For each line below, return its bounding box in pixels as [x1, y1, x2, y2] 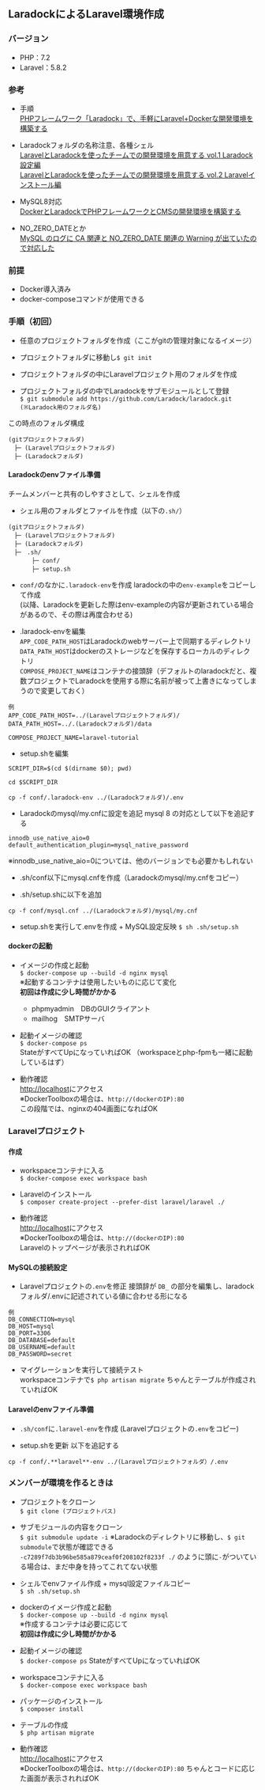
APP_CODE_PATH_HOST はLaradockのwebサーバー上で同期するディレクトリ [19, 636, 252, 646]
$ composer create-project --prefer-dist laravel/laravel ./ [19, 1198, 226, 1207]
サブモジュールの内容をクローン [19, 1522, 124, 1531]
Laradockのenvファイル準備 [8, 470, 101, 480]
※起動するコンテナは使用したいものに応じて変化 [19, 977, 177, 987]
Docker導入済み [19, 284, 72, 294]
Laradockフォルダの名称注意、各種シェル [19, 140, 155, 150]
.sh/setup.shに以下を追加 [19, 889, 103, 899]
